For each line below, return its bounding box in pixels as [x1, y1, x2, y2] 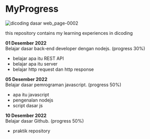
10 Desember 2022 [5, 112, 47, 118]
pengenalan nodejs [12, 97, 54, 103]
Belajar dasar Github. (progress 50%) [5, 117, 84, 124]
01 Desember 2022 [5, 39, 47, 46]
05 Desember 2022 [5, 76, 48, 82]
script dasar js [12, 102, 43, 108]
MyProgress [5, 3, 59, 15]
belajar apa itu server [12, 61, 58, 67]
